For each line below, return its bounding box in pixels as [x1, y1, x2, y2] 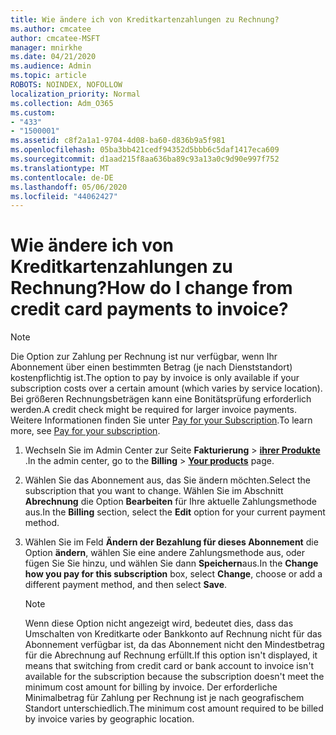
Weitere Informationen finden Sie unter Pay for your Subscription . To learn [10, 414, 313, 426]
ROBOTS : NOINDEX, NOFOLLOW [10, 80, 123, 90]
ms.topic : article [10, 71, 87, 81]
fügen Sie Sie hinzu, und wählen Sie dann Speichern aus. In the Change [24, 557, 319, 570]
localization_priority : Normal [10, 89, 141, 99]
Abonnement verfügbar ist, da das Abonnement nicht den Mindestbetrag [24, 639, 325, 651]
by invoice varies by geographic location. [24, 713, 195, 725]
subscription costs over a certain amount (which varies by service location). [10, 382, 323, 395]
